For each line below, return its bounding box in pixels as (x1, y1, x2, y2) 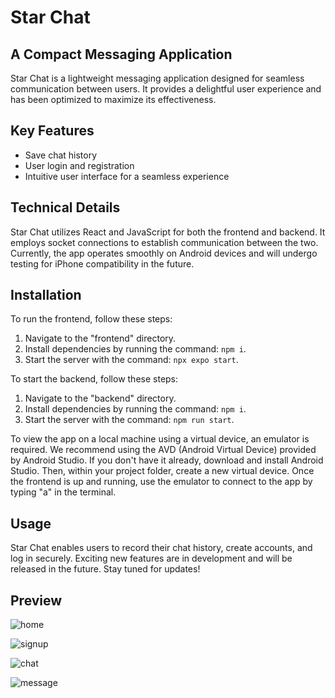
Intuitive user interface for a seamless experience (24, 170, 230, 182)
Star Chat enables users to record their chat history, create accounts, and (10, 542, 313, 554)
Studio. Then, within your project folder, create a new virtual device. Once (10, 465, 315, 477)
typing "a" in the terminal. (10, 486, 117, 498)
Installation (10, 287, 82, 304)
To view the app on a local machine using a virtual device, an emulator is (10, 433, 310, 445)
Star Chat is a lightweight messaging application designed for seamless (10, 72, 305, 84)
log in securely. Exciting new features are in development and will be (10, 552, 293, 565)
